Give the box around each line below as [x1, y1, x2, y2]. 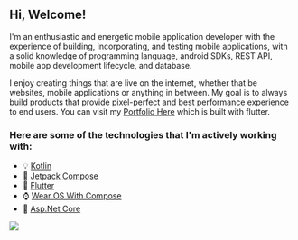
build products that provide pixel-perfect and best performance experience [9, 97, 289, 107]
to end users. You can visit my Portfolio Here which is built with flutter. [9, 106, 271, 116]
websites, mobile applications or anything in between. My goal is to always [9, 87, 288, 97]
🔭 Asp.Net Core [22, 203, 81, 215]
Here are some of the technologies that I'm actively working [9, 128, 277, 141]
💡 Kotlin [22, 161, 52, 171]
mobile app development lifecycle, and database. [9, 60, 192, 70]
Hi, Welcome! [9, 7, 87, 23]
